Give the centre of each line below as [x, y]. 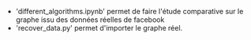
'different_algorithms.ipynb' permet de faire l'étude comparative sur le [129, 11]
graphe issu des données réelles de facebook [90, 20]
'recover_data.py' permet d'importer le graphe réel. [99, 28]
